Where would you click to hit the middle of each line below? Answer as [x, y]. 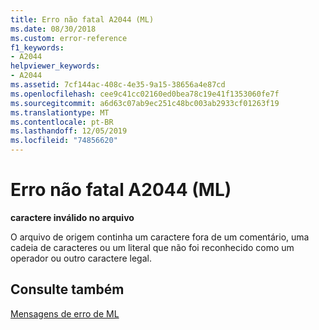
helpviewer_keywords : [55, 66]
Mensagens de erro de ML [65, 313]
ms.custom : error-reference [69, 38]
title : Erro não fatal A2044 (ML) [82, 19]
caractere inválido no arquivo [72, 217]
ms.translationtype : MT [60, 112]
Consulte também [67, 289]
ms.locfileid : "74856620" [64, 141]
